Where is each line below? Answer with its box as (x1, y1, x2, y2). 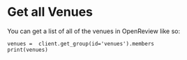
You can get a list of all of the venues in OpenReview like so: (7, 27, 180, 35)
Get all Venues (7, 4, 93, 20)
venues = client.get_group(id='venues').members (7, 40, 155, 47)
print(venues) (7, 46, 49, 53)
